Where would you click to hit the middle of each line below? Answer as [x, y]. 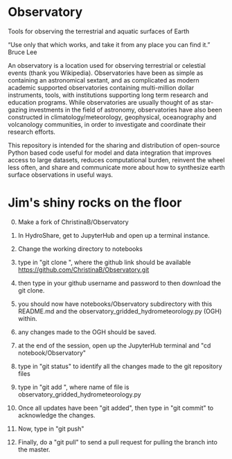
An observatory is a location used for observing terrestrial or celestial [107, 65]
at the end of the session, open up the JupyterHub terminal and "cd [114, 345]
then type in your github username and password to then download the [119, 283]
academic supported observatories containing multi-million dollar [101, 87]
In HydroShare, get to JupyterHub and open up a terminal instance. [114, 235]
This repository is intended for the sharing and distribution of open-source [114, 145]
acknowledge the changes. [56, 415]
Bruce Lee [23, 52]
